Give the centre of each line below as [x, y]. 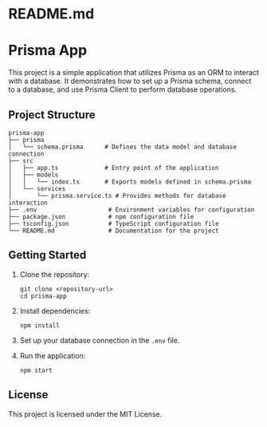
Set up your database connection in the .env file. [100, 340]
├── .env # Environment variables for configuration [132, 210]
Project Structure [52, 115]
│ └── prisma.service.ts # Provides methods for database [117, 196]
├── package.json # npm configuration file [101, 216]
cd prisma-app [43, 296]
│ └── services [37, 188]
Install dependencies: [55, 310]
